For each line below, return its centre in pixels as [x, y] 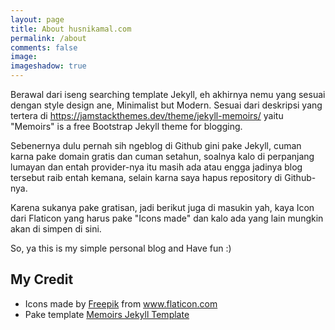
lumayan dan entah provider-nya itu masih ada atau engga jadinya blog [156, 167]
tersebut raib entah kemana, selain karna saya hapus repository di [146, 177]
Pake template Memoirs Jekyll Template [107, 314]
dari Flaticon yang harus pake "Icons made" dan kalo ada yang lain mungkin [167, 218]
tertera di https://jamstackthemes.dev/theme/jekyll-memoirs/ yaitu [147, 115]
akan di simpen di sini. [56, 229]
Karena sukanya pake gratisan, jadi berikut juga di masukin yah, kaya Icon [162, 207]
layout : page [37, 19]
